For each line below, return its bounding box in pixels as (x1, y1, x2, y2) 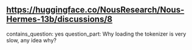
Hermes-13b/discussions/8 (6, 14, 113, 25)
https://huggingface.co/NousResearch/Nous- (6, 5, 185, 15)
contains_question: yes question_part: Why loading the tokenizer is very (6, 30, 187, 37)
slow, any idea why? (6, 36, 57, 44)
